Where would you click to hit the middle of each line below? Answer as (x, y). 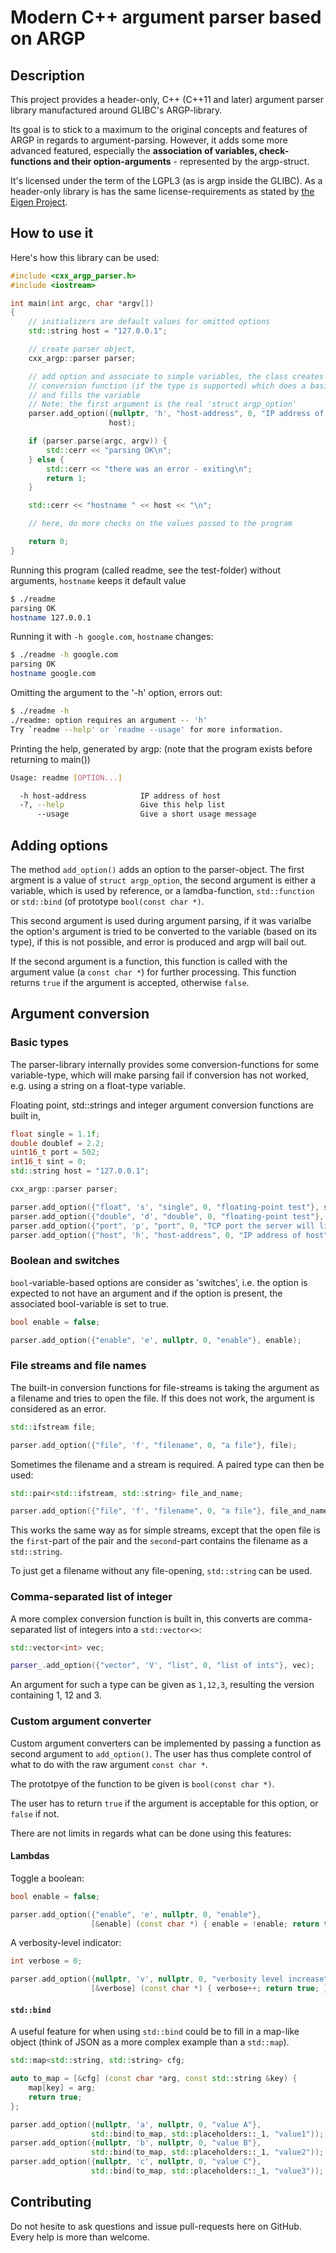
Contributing (51, 2202)
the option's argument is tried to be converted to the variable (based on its (163, 931)
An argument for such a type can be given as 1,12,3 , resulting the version (162, 1685)
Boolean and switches (65, 1261)
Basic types (39, 1043)
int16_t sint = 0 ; (48, 1162)
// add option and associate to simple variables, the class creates (176, 376)
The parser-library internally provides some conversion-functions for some (165, 1064)
